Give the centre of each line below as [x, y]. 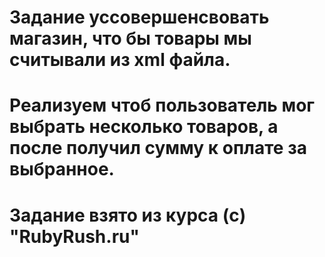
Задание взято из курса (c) [128, 215]
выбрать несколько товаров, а [144, 127]
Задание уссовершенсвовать [139, 17]
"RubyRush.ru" [74, 236]
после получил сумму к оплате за [158, 148]
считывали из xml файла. [120, 60]
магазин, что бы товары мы [130, 38]
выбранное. [62, 169]
